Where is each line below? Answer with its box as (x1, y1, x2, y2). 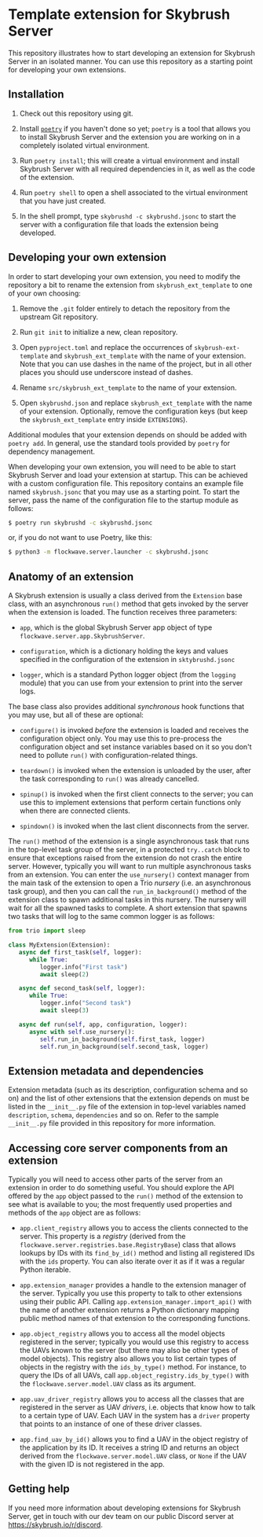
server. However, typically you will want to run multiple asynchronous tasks (8, 862, 252, 871)
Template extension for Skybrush (8, 6, 230, 24)
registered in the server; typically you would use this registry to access (19, 1337, 250, 1346)
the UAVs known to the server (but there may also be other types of (19, 1346, 239, 1355)
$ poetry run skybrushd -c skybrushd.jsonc (8, 519, 153, 527)
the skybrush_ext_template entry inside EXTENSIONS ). (19, 414, 188, 424)
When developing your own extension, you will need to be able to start (8, 461, 236, 471)
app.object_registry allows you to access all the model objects (19, 1329, 225, 1338)
